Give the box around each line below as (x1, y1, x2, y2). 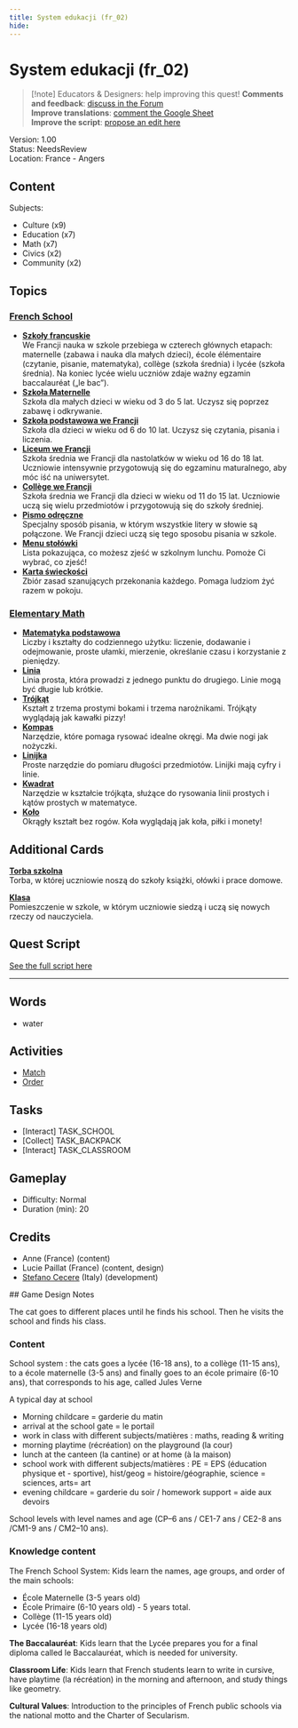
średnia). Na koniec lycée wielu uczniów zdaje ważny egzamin (21, 368, 251, 378)
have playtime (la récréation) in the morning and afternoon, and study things (9, 1674, 288, 1684)
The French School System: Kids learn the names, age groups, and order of (9, 1565, 286, 1576)
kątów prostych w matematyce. (21, 797, 137, 808)
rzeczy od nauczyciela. (9, 912, 94, 922)
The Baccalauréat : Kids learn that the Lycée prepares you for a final (9, 1637, 259, 1648)
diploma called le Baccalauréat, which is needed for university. (9, 1647, 238, 1658)
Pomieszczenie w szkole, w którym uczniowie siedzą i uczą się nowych (9, 902, 271, 912)
